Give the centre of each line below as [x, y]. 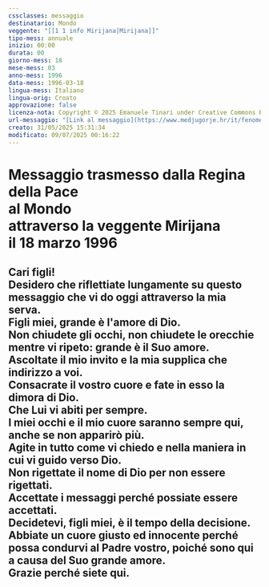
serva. [25, 310]
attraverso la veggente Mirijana [114, 226]
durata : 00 [26, 53]
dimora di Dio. [44, 398]
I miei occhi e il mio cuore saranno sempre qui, [126, 423]
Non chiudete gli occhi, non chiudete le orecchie [131, 335]
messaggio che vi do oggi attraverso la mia [117, 298]
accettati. [33, 510]
